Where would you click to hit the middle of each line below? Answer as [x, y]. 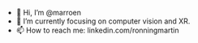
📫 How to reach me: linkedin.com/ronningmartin [97, 30]
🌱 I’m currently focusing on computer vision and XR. [103, 21]
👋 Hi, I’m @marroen [49, 13]
